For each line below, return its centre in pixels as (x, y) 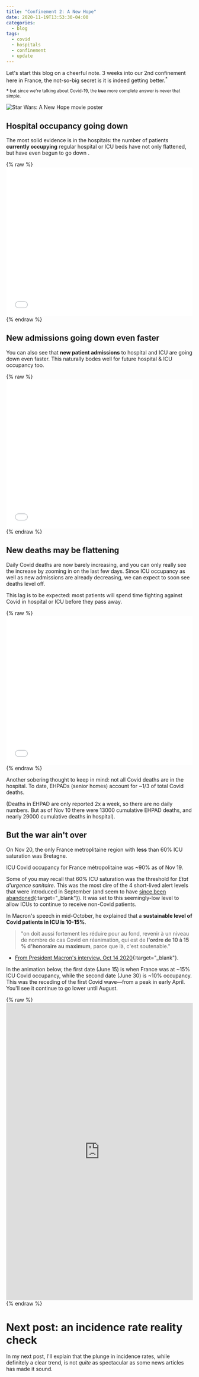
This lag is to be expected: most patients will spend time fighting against (94, 595)
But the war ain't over (46, 835)
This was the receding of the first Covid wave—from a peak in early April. (96, 981)
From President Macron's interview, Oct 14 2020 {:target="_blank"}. (97, 958)
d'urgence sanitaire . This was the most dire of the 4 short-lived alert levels (97, 885)
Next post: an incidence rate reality (94, 1327)
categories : (21, 23)
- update (22, 56)
